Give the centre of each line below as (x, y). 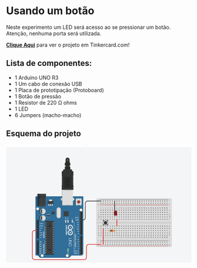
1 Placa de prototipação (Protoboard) (59, 90)
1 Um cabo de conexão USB (48, 84)
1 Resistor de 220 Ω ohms (46, 102)
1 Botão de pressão (38, 96)
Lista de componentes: (49, 63)
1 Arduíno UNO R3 (36, 77)
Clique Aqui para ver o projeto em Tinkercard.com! (68, 45)
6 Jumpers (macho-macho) (48, 115)
